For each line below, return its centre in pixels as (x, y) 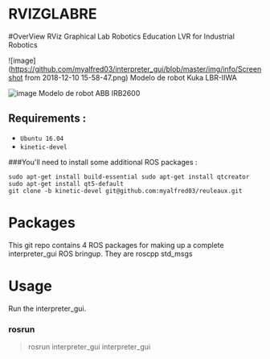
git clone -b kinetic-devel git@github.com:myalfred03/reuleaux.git (125, 191)
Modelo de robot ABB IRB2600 (90, 93)
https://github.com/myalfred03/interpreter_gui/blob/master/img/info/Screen (136, 68)
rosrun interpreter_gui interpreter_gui (89, 346)
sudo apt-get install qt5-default (66, 184)
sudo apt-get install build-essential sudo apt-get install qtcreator (129, 177)
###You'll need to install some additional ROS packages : (103, 162)
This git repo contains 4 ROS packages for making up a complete (116, 245)
